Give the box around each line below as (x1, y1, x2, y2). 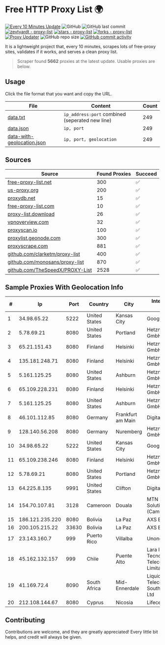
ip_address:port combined (63, 111, 126, 117)
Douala (115, 502, 132, 509)
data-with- (7, 133, 34, 140)
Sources (5, 156, 31, 164)
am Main (115, 417, 136, 424)
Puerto (86, 532, 102, 539)
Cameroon (86, 502, 111, 509)
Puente (115, 553, 133, 559)
